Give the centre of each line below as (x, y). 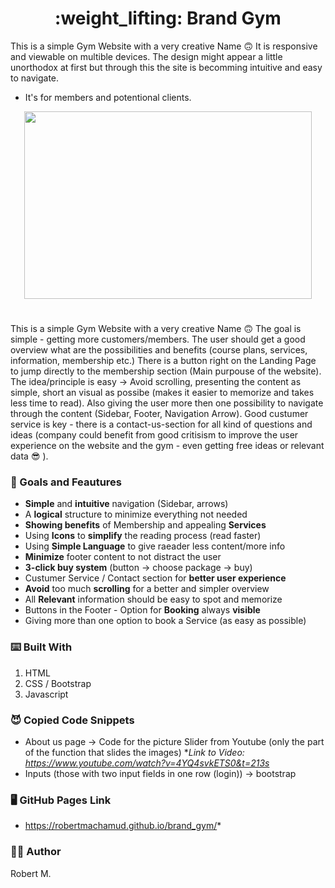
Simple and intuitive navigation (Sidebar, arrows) (126, 504)
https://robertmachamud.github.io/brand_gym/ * (123, 826)
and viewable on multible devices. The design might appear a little (146, 56)
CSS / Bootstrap (58, 683)
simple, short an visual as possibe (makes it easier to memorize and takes (162, 393)
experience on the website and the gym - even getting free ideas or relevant (167, 446)
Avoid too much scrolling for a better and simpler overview (147, 589)
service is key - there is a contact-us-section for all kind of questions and (161, 424)
